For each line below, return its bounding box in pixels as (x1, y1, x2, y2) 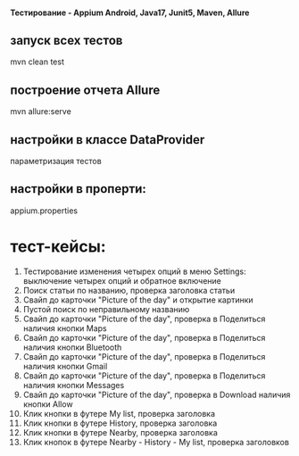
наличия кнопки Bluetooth (22, 342, 122, 352)
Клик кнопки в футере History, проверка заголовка (22, 418, 218, 428)
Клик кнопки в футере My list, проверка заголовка (22, 408, 216, 419)
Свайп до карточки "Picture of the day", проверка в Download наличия (22, 389, 291, 400)
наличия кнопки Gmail (22, 361, 108, 371)
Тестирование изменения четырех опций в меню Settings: (22, 266, 246, 277)
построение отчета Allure (10, 82, 161, 97)
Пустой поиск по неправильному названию (22, 303, 190, 314)
